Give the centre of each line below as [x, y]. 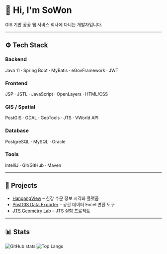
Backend [16, 59]
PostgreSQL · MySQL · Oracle [35, 141]
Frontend [16, 83]
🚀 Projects [21, 186]
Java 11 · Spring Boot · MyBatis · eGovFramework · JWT [62, 70]
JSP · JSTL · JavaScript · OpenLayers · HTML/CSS [57, 94]
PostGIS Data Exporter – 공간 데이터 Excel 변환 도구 [64, 204]
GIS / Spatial [20, 107]
